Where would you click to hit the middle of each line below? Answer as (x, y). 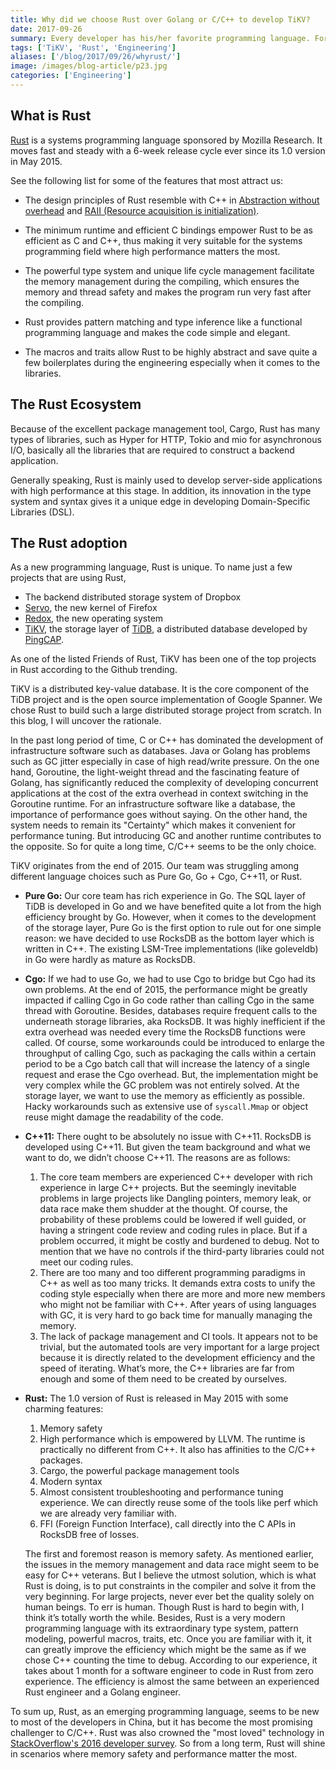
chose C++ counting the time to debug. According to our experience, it (171, 1660)
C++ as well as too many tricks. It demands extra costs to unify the (177, 1283)
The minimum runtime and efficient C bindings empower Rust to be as (168, 230)
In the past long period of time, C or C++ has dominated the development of (167, 740)
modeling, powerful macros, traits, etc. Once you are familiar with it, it (168, 1639)
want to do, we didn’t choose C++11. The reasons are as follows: (157, 1158)
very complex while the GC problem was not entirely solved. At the (162, 1085)
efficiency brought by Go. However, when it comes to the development (170, 917)
